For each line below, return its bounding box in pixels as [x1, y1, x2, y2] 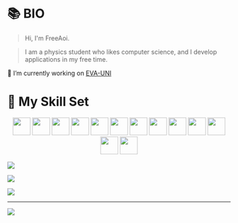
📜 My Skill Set [7, 93, 90, 110]
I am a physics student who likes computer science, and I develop [24, 47, 217, 56]
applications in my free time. [24, 55, 108, 64]
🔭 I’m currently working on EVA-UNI [7, 69, 112, 77]
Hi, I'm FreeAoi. [24, 33, 69, 42]
